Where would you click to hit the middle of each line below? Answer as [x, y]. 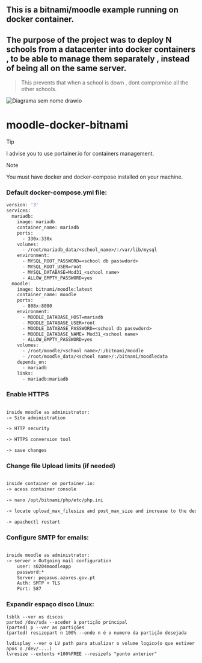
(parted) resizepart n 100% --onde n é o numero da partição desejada [96, 633]
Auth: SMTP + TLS [39, 583]
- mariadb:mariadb [45, 379]
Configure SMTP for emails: [47, 538]
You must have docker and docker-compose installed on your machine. [95, 177]
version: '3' [23, 205]
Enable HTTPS [28, 395]
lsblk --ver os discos [35, 617]
